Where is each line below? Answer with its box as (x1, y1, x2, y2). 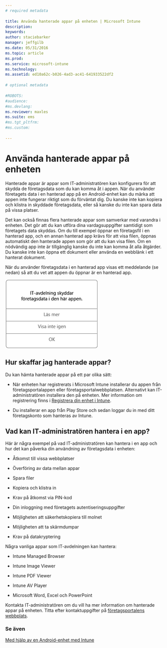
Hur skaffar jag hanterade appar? (5, 358, 112, 367)
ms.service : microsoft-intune (5, 61, 69, 67)
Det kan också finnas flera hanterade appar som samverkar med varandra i (5, 217, 161, 223)
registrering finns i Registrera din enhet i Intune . (12, 397, 112, 403)
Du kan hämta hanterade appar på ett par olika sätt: (5, 371, 112, 378)
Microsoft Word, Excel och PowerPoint (12, 593, 93, 599)
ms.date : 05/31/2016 (5, 45, 49, 50)
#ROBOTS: (5, 93, 24, 98)
